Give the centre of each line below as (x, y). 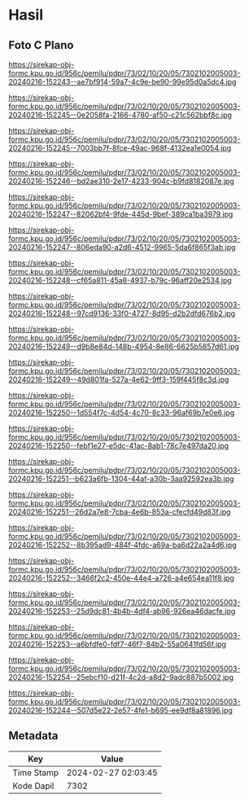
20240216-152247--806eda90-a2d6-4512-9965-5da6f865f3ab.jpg (122, 247)
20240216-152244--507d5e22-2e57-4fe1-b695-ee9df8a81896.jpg (121, 710)
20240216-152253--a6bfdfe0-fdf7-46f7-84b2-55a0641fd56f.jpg (117, 644)
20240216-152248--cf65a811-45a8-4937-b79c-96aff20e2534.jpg (120, 280)
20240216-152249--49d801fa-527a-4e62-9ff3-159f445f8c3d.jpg (119, 379)
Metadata (33, 736)
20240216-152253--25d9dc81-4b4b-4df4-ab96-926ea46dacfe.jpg (122, 611)
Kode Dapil (33, 786)
